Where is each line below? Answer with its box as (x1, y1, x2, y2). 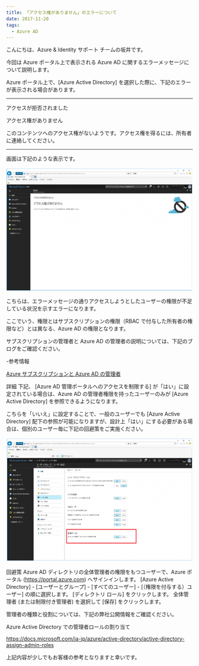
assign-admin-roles (6, 641, 54, 648)
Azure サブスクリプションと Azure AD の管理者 (6, 370, 121, 378)
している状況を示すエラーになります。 (6, 305, 99, 312)
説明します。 (21, 66, 53, 74)
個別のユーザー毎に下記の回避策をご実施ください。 (21, 425, 146, 433)
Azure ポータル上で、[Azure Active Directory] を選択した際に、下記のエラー (6, 79, 191, 86)
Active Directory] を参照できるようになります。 (6, 398, 121, 405)
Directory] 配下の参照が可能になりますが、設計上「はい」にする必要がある (6, 418, 188, 425)
